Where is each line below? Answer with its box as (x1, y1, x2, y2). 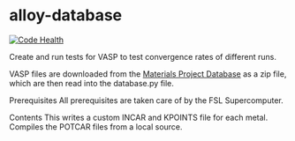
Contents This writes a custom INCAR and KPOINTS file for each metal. (9, 112, 269, 122)
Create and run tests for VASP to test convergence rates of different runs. (9, 51, 276, 62)
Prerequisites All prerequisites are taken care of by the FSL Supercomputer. (9, 94, 284, 106)
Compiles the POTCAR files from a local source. (9, 121, 183, 132)
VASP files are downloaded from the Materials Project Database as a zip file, (9, 68, 287, 79)
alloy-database (9, 5, 123, 26)
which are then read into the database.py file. (9, 78, 175, 88)
